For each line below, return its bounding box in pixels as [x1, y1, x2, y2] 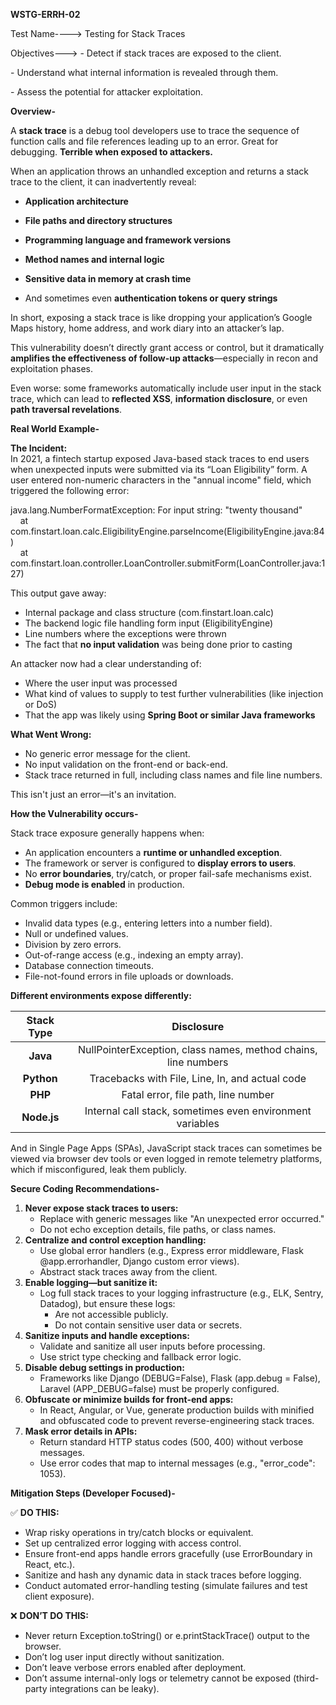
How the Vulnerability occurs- [10, 808, 139, 819]
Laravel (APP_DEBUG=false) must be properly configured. [39, 1383, 280, 1394]
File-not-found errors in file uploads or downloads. [24, 970, 234, 982]
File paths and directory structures [24, 215, 173, 226]
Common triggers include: [10, 898, 118, 909]
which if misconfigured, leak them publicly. [10, 1164, 188, 1175]
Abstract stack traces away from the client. [39, 1266, 218, 1278]
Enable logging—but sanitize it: [24, 1277, 158, 1288]
